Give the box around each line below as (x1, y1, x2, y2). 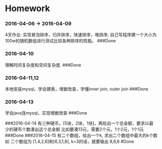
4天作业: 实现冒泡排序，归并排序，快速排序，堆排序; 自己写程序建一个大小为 (5, 32, 157, 38)
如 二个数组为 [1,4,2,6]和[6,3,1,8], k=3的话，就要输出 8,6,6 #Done (5, 139, 134, 145)
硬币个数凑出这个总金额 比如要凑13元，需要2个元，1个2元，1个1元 (13, 127, 144, 132)
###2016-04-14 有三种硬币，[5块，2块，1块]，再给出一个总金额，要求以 (5, 120, 149, 126)
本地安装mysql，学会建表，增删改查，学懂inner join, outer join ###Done (5, 86, 148, 92)
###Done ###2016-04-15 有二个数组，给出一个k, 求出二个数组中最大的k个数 (5, 132, 158, 138)
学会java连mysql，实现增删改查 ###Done (5, 110, 88, 116)
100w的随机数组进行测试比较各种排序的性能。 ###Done (5, 38, 116, 44)
